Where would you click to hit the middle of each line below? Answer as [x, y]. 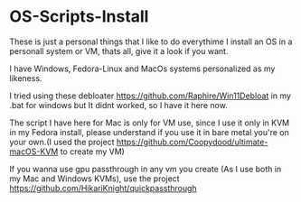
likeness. [26, 78]
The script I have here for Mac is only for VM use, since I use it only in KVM [150, 123]
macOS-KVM [34, 151]
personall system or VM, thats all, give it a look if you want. [119, 50]
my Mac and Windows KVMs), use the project [94, 179]
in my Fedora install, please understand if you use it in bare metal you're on [149, 132]
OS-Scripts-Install [79, 17]
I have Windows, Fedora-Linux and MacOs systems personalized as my [142, 69]
